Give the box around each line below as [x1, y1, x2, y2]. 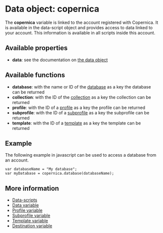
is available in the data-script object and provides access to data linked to [5, 24, 153, 30]
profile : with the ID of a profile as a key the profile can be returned [12, 105, 145, 110]
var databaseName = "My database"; [5, 167, 77, 172]
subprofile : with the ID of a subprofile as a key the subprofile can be [12, 109, 149, 115]
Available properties [5, 44, 68, 52]
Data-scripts [12, 197, 37, 203]
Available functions [5, 71, 65, 79]
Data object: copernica [5, 3, 100, 15]
